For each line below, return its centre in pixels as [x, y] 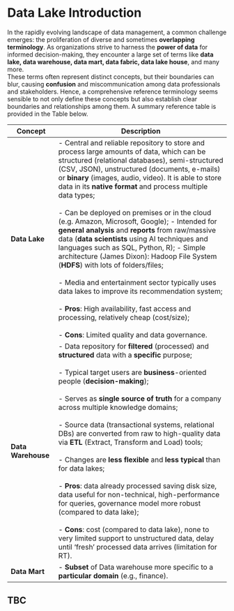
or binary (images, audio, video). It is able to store [140, 177]
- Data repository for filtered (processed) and [133, 346]
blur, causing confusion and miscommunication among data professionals [114, 84]
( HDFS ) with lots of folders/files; [111, 265]
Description [141, 131]
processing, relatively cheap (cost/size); [124, 317]
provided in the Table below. [48, 114]
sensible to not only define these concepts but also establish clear [102, 98]
